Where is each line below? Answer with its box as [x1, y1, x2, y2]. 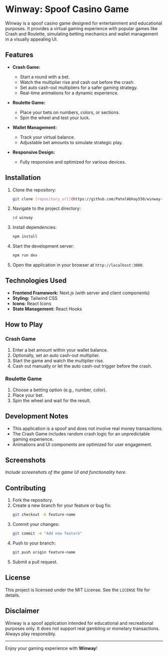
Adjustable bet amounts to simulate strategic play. [19, 139, 123, 145]
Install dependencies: [12, 225, 57, 231]
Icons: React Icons [12, 300, 51, 306]
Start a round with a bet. [19, 74, 70, 80]
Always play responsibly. [5, 630, 56, 636]
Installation [5, 173, 41, 182]
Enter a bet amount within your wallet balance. [12, 347, 108, 353]
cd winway [12, 215, 33, 221]
